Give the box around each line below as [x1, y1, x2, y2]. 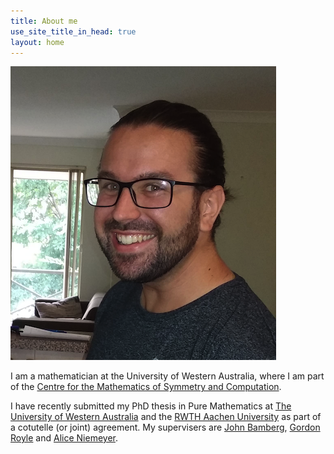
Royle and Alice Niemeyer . [10, 432, 119, 444]
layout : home [10, 37, 65, 47]
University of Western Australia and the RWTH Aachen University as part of [10, 411, 322, 423]
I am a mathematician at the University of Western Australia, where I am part [10, 370, 325, 382]
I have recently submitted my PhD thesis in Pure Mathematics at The [10, 400, 292, 412]
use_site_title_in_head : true [10, 26, 137, 37]
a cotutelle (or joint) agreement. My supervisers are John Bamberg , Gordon [10, 421, 321, 434]
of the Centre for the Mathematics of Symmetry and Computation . [10, 381, 282, 393]
